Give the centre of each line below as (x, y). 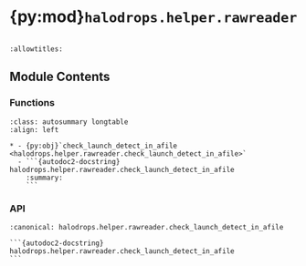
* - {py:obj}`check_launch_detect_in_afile (94, 146)
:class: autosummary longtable (69, 122)
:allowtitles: (37, 49)
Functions (32, 103)
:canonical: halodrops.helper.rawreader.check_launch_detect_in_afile (147, 227)
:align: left (34, 129)
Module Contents (60, 77)
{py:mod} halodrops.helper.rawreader (153, 17)
